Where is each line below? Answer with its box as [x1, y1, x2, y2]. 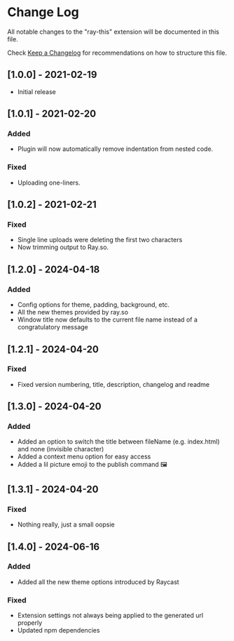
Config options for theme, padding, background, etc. [17, 300, 170, 309]
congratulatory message [17, 323, 89, 331]
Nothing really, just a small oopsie [17, 520, 115, 529]
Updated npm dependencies [17, 626, 100, 635]
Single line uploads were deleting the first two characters [17, 236, 183, 244]
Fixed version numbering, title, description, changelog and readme [17, 380, 210, 388]
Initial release [17, 87, 56, 95]
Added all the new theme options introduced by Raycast [17, 577, 180, 586]
